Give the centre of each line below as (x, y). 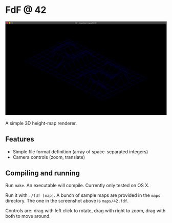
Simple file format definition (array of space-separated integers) (80, 151)
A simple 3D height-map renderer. (41, 123)
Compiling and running (43, 173)
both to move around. (28, 216)
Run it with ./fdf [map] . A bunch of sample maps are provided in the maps (83, 195)
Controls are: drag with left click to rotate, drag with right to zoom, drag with (85, 211)
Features (20, 139)
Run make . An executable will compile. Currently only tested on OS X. (78, 186)
